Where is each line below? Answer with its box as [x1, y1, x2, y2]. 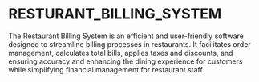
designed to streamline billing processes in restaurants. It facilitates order [8, 39, 251, 49]
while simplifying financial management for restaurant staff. [8, 64, 204, 74]
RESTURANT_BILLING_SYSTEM [8, 5, 222, 23]
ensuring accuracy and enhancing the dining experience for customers [8, 57, 243, 66]
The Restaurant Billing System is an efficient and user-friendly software [8, 31, 245, 41]
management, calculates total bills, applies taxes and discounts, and [8, 48, 233, 57]
